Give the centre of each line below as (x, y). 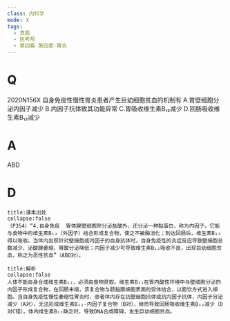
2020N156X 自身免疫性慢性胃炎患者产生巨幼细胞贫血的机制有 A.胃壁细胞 (111, 100)
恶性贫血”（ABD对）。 (58, 255)
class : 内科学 (26, 13)
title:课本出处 (27, 212)
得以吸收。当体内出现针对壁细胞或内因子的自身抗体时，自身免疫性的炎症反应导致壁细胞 (113, 240)
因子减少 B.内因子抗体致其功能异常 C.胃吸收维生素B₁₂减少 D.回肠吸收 (116, 109)
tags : (15, 26)
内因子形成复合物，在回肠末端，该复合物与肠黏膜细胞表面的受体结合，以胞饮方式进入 (110, 289)
